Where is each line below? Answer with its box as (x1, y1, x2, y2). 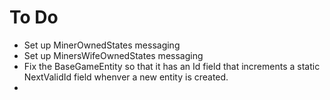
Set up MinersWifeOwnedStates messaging (23, 49, 204, 61)
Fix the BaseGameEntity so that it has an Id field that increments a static (23, 60, 321, 72)
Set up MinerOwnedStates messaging (23, 39, 181, 51)
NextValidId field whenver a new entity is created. (23, 71, 229, 83)
